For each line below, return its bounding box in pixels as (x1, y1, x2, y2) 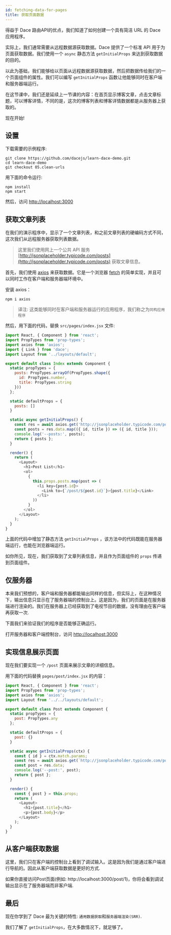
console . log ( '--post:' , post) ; (14, 768, 81, 773)
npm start (5, 189, 26, 194)
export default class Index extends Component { (5, 361, 110, 366)
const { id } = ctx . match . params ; (14, 753, 88, 759)
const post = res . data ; (14, 763, 65, 768)
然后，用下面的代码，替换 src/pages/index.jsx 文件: (5, 322, 115, 329)
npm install (5, 185, 31, 190)
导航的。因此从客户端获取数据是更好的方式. (9, 865, 101, 871)
